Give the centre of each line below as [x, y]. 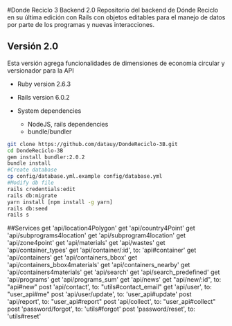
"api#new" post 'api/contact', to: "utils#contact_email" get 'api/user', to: [110, 287]
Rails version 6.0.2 [44, 97]
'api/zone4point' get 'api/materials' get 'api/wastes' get [86, 243]
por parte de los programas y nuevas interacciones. [81, 25]
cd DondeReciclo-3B [35, 151]
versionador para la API [41, 70]
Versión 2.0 [33, 47]
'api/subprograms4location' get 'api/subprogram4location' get [96, 235]
